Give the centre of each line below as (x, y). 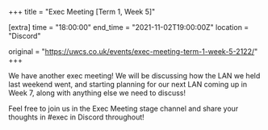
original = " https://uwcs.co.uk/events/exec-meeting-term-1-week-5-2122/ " (133, 51)
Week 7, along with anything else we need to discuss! (97, 93)
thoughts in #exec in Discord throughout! (77, 117)
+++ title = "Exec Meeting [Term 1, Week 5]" (82, 12)
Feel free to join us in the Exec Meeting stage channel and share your (124, 109)
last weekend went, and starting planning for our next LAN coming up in (128, 84)
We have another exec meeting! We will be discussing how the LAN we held (134, 75)
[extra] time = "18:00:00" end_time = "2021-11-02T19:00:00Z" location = (129, 27)
